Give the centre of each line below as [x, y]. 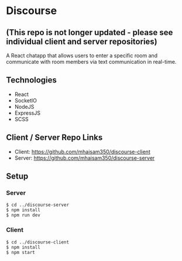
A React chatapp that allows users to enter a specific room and [82, 56]
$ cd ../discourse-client [37, 242]
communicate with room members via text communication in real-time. [91, 62]
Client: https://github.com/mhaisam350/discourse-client [82, 152]
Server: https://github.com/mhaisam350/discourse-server [85, 158]
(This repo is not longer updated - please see [90, 32]
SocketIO [25, 100]
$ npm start [20, 252]
